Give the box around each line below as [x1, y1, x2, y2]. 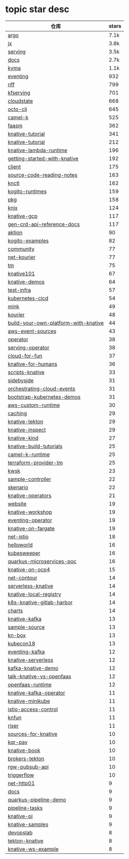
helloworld [8, 541, 33, 548]
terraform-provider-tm [8, 459, 63, 466]
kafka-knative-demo [8, 664, 59, 671]
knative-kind [8, 434, 39, 441]
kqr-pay [8, 739, 28, 746]
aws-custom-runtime [8, 401, 60, 408]
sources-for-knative [8, 730, 58, 737]
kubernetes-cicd [8, 294, 49, 302]
